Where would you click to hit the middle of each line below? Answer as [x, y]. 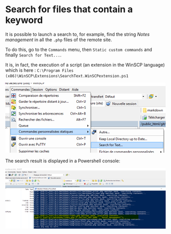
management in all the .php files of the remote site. [59, 40]
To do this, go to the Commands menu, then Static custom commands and [79, 49]
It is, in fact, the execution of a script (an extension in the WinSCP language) [85, 65]
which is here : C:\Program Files [39, 70]
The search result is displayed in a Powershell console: [63, 161]
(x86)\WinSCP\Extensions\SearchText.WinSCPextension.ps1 [67, 76]
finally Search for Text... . [34, 55]
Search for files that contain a [69, 9]
